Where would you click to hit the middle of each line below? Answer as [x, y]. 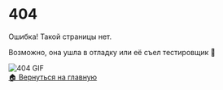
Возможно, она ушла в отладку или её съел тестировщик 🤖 [112, 52]
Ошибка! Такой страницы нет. [60, 36]
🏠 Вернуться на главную [53, 77]
